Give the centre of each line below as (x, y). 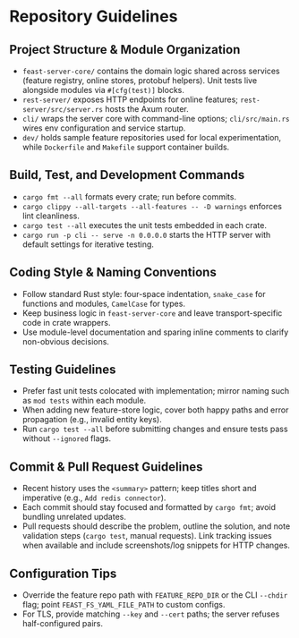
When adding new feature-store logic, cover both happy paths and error (155, 410)
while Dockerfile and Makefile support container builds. (126, 147)
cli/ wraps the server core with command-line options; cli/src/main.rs (156, 119)
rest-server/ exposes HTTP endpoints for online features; (130, 99)
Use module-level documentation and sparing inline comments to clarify (155, 332)
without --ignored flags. (67, 438)
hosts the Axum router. (147, 109)
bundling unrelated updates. (74, 517)
